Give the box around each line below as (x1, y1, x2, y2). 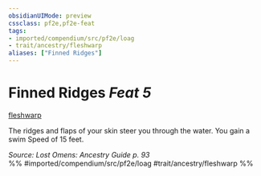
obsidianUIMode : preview (8, 11, 92, 20)
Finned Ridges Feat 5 (8, 84, 152, 102)
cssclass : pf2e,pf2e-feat (8, 19, 95, 27)
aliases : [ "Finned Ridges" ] (8, 49, 103, 57)
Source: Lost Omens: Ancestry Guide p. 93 (8, 149, 150, 159)
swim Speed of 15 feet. (8, 134, 84, 144)
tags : (8, 27, 27, 35)
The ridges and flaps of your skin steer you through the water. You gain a (8, 125, 251, 135)
